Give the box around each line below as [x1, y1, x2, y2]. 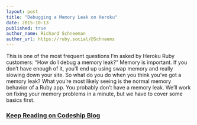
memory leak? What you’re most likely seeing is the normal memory [6, 78, 172, 85]
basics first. [6, 97, 35, 104]
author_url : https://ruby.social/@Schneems [6, 36, 115, 42]
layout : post [6, 8, 38, 15]
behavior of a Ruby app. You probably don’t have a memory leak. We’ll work [6, 84, 191, 91]
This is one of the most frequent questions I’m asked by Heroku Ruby [6, 53, 175, 59]
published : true [6, 25, 46, 31]
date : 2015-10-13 [6, 20, 49, 25]
